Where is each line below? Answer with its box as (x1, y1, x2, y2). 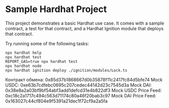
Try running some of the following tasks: (5, 40, 89, 46)
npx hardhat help (5, 50, 42, 55)
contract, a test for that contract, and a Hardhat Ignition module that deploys (5, 25, 164, 31)
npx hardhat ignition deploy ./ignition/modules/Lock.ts (5, 68, 128, 73)
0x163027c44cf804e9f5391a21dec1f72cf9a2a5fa (5, 98, 108, 104)
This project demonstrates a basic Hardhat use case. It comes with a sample (5, 20, 164, 26)
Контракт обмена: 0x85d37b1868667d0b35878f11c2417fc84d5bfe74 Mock (5, 76, 163, 82)
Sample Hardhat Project (5, 4, 107, 15)
